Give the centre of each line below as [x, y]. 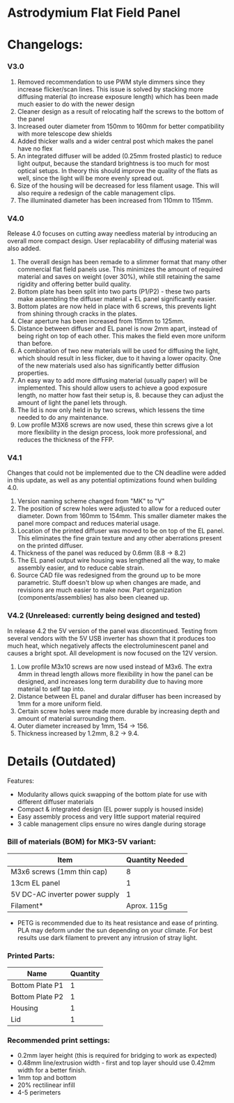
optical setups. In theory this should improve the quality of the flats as [117, 170]
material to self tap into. [51, 689]
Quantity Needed [155, 860]
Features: [21, 781]
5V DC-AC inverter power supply [65, 894]
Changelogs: [45, 45]
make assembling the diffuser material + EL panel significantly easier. [117, 298]
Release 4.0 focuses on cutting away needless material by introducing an [112, 233]
